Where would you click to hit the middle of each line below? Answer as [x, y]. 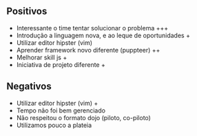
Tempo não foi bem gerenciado [61, 110]
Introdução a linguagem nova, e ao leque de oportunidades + [103, 35]
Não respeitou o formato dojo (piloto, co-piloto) [83, 117]
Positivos [27, 11]
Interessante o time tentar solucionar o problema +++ [92, 28]
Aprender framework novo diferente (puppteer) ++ [88, 50]
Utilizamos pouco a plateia [54, 125]
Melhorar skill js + [42, 57]
